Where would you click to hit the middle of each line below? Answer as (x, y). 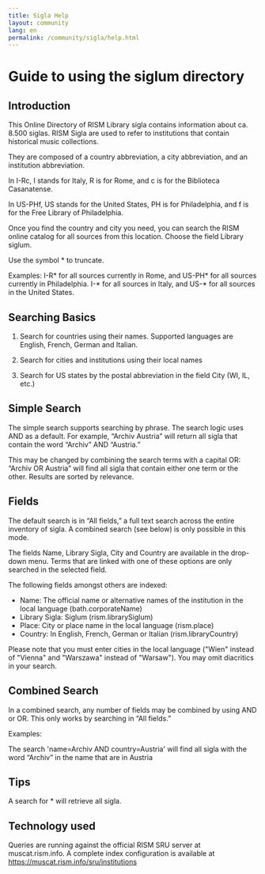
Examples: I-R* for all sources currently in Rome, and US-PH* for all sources (132, 276)
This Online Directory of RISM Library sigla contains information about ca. (128, 125)
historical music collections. (53, 142)
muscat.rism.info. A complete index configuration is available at (112, 853)
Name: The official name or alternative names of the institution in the (131, 600)
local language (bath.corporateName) (81, 608)
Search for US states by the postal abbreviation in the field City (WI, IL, (135, 376)
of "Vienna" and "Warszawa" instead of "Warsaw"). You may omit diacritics (131, 657)
